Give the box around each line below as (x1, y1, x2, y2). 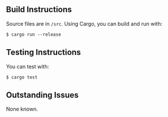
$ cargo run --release (6, 32, 61, 37)
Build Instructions (6, 5, 72, 15)
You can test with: (6, 63, 50, 70)
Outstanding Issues (6, 90, 79, 100)
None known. (6, 105, 38, 113)
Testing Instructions (6, 47, 81, 57)
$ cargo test (6, 74, 38, 80)
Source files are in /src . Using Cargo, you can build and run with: (6, 20, 163, 27)
